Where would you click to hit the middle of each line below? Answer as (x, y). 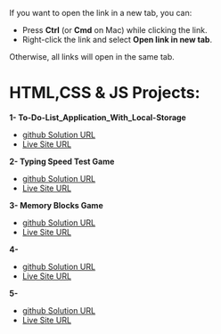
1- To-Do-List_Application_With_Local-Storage (98, 117)
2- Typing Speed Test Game (62, 161)
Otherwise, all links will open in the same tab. (92, 57)
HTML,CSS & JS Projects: (105, 93)
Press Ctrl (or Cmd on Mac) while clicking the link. (115, 30)
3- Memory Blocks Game (57, 205)
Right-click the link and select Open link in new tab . (117, 40)
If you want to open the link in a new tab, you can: (101, 13)
